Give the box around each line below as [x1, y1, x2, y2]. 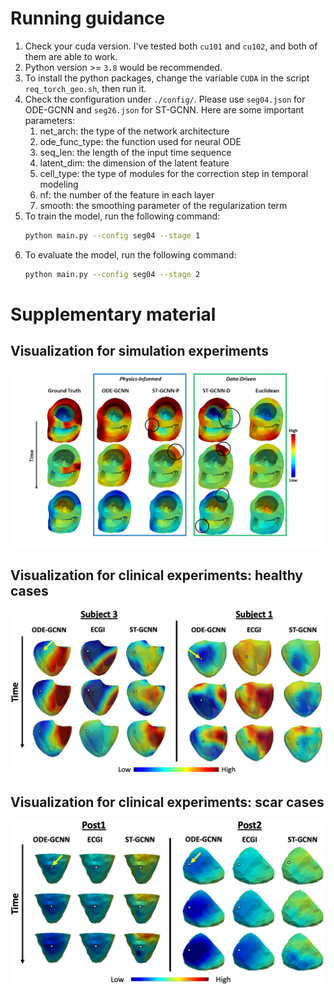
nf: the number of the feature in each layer [39, 188, 215, 201]
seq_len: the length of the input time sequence [39, 146, 232, 158]
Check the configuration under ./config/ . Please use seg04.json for [24, 93, 306, 105]
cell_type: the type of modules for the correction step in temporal [39, 167, 309, 179]
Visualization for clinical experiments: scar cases [10, 793, 325, 811]
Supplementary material [10, 303, 217, 326]
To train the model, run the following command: [24, 210, 221, 222]
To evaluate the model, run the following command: [24, 248, 237, 261]
